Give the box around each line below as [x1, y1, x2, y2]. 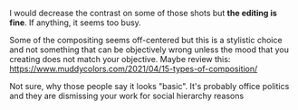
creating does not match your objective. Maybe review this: [9, 54, 231, 64]
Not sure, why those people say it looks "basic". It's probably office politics [9, 81, 290, 91]
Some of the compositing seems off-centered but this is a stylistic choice [9, 35, 283, 45]
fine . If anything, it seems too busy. [9, 17, 142, 28]
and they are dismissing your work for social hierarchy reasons [9, 90, 245, 101]
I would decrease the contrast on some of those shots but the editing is [9, 8, 278, 18]
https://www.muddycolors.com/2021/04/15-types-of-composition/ [9, 63, 258, 74]
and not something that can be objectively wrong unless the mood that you [9, 44, 290, 55]
